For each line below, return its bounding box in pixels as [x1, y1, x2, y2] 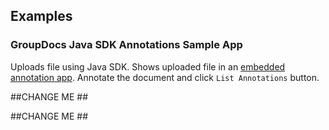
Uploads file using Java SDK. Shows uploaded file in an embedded [10, 60, 286, 73]
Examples [10, 8, 73, 25]
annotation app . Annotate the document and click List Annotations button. [10, 71, 320, 83]
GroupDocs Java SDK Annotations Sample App [10, 38, 243, 52]
